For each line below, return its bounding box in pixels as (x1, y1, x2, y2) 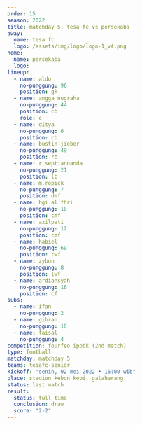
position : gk (20, 88, 58, 95)
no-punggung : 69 (20, 244, 68, 252)
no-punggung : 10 (20, 206, 68, 213)
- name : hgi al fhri (13, 199, 73, 207)
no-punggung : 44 (20, 102, 68, 109)
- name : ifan (13, 303, 52, 310)
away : (7, 29, 23, 37)
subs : (7, 297, 23, 304)
